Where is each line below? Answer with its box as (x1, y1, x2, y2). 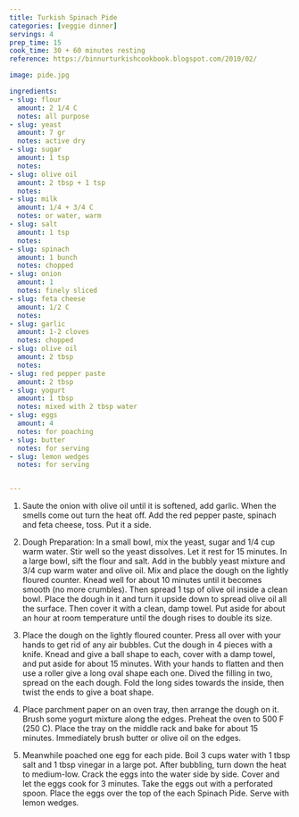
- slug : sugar (9, 145, 62, 154)
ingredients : (9, 87, 58, 96)
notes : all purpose (17, 112, 90, 121)
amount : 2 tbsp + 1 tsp (17, 178, 105, 188)
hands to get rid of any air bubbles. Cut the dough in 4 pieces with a (21, 639, 273, 650)
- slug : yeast (9, 120, 62, 129)
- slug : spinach (9, 245, 70, 254)
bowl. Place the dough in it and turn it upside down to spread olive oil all (21, 594, 287, 604)
